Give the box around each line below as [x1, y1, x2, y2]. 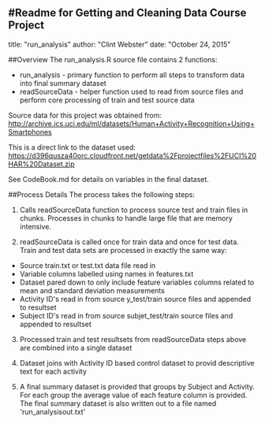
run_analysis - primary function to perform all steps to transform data [19, 70, 245, 80]
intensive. [19, 221, 51, 231]
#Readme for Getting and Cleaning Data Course [8, 6, 247, 20]
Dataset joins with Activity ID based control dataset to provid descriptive [19, 358, 255, 367]
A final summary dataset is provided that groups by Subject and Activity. [19, 381, 255, 391]
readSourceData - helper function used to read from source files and [19, 87, 244, 96]
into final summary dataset [19, 78, 106, 87]
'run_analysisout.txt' [19, 407, 86, 416]
